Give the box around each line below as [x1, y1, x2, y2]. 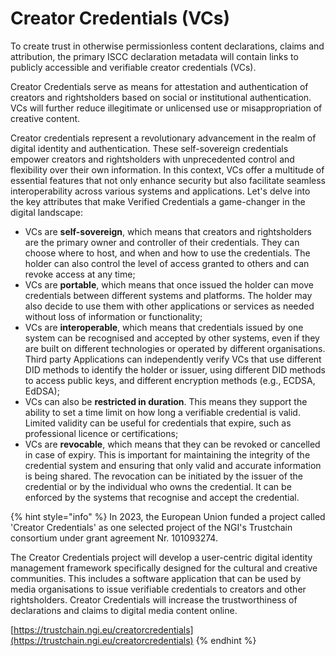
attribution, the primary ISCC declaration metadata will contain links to [10, 50, 299, 62]
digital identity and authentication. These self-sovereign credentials [10, 142, 289, 154]
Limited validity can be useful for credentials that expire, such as [24, 417, 292, 429]
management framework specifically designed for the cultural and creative [10, 562, 318, 574]
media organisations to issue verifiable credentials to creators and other [10, 583, 307, 595]
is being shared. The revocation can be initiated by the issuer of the [24, 470, 303, 482]
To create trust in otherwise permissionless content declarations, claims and [10, 40, 325, 52]
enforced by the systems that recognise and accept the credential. [24, 491, 300, 503]
